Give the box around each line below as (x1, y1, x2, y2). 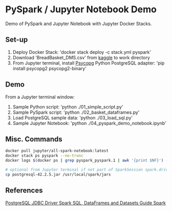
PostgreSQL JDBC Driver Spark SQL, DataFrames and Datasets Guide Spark (5, 200, 166, 206)
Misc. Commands (5, 135, 62, 143)
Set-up (5, 35, 28, 44)
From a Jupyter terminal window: (5, 94, 75, 100)
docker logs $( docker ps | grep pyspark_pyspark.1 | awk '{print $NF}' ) (5, 158, 164, 163)
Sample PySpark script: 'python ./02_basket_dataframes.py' (12, 109, 140, 115)
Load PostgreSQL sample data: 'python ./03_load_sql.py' (12, 114, 133, 121)
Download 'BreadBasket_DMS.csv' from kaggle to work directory (12, 54, 150, 60)
